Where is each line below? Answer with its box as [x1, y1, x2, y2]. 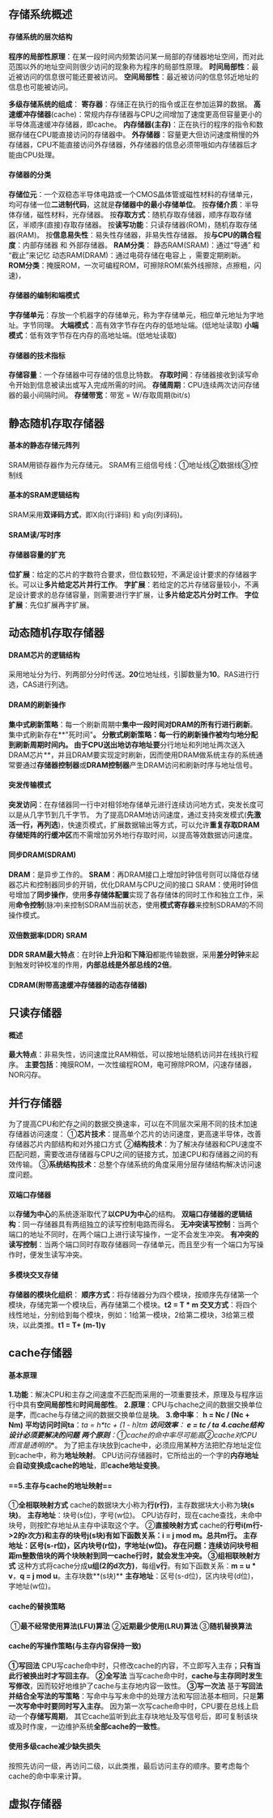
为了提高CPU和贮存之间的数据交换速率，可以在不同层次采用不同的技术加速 [8, 1119, 258, 1129]
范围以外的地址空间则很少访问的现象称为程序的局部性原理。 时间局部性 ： [8, 62, 252, 71]
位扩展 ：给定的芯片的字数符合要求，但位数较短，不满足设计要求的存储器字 [8, 569, 257, 579]
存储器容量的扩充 [8, 550, 66, 560]
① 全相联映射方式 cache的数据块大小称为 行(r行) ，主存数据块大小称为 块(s [8, 1500, 255, 1510]
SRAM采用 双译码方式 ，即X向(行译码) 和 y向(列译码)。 [8, 510, 188, 519]
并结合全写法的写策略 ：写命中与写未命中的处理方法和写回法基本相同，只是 [8, 1691, 257, 1700]
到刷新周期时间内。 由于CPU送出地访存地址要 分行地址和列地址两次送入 [8, 740, 245, 749]
